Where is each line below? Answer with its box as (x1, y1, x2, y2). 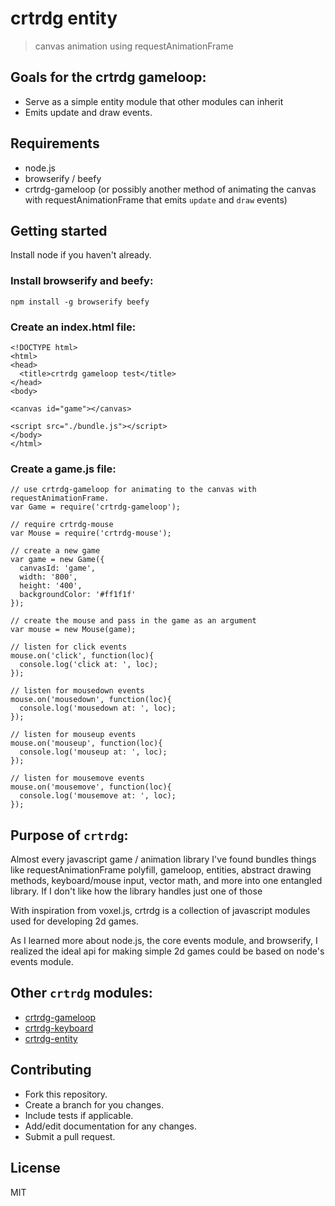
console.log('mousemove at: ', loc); (19, 791, 177, 801)
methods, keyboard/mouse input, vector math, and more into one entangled (10, 875, 323, 887)
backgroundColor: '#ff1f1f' (19, 590, 137, 600)
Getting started (10, 222, 108, 239)
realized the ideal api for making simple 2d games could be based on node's (10, 945, 325, 957)
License (10, 1160, 61, 1177)
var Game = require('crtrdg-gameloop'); (10, 502, 182, 512)
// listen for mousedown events (10, 686, 145, 696)
